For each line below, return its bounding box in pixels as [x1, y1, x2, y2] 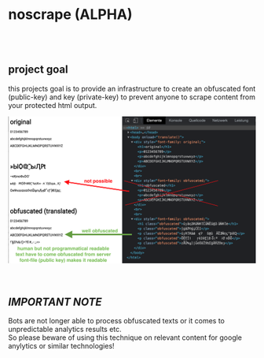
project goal [8, 63, 68, 76]
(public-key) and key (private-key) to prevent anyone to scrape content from [8, 92, 255, 102]
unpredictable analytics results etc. [8, 325, 122, 334]
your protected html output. [8, 100, 97, 110]
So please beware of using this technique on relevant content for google [8, 333, 242, 342]
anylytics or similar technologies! [8, 341, 115, 351]
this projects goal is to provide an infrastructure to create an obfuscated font [8, 84, 256, 93]
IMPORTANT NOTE [8, 295, 102, 308]
